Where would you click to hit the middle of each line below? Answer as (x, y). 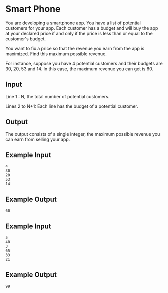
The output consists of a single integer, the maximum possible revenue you (83, 134)
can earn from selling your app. (38, 139)
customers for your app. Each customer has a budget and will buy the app (82, 28)
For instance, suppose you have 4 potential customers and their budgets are (84, 63)
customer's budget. (26, 39)
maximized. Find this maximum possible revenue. (56, 54)
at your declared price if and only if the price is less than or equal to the (79, 33)
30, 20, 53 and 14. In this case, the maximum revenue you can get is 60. (79, 69)
